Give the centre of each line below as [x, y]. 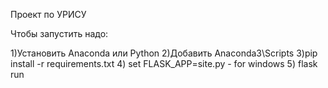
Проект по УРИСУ [48, 14]
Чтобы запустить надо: [59, 33]
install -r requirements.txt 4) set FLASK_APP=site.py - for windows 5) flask [164, 63]
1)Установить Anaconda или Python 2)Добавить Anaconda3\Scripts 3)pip [164, 53]
